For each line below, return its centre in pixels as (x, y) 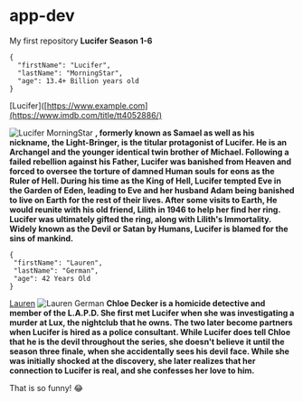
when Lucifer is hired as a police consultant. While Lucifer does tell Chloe (150, 332)
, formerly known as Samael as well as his (175, 133)
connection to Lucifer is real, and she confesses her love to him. (132, 370)
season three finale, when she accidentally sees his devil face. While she (149, 351)
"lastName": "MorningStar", (71, 73)
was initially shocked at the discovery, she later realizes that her (133, 360)
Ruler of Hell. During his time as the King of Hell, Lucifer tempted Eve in (146, 181)
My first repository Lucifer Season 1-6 (81, 41)
